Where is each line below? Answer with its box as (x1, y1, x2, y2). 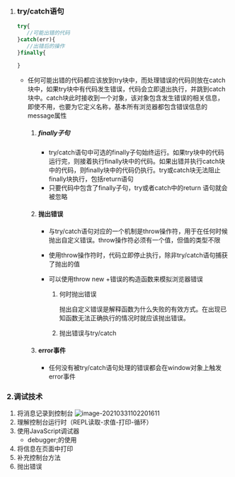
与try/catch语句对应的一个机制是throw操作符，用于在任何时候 (48, 227, 228, 235)
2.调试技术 (6, 391, 43, 401)
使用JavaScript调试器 (16, 427, 80, 435)
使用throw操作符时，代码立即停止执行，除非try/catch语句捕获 (48, 250, 228, 259)
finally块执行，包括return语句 (48, 174, 134, 183)
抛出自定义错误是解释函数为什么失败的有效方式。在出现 (59, 305, 221, 313)
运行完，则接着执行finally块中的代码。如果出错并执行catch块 (48, 157, 226, 165)
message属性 (27, 111, 67, 120)
